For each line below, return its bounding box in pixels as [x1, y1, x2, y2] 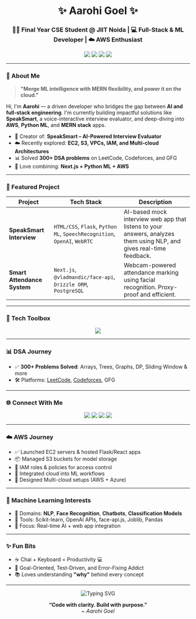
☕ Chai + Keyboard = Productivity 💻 [14, 556, 103, 563]
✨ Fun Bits [6, 542, 36, 551]
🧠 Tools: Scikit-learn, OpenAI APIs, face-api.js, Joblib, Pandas [14, 516, 163, 523]
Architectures [14, 147, 50, 154]
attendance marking [123, 269, 179, 277]
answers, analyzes [123, 230, 175, 238]
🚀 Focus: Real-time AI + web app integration [14, 522, 121, 529]
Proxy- [157, 283, 178, 291]
